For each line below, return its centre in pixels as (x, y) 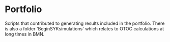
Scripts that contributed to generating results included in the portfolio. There (85, 23)
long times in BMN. (25, 34)
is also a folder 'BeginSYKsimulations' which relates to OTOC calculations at (84, 28)
